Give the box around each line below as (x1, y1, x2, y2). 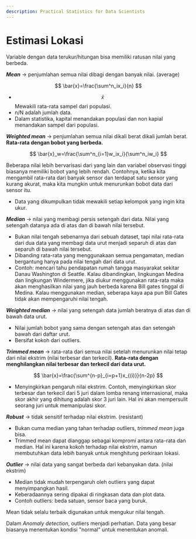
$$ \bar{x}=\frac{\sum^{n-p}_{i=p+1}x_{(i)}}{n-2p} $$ (33, 371, 163, 378)
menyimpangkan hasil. (14, 485, 69, 492)
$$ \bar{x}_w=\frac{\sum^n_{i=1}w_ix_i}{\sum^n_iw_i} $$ (29, 150, 167, 157)
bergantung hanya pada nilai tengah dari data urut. (14, 258, 137, 265)
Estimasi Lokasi (6, 33, 84, 47)
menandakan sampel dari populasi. (14, 121, 99, 128)
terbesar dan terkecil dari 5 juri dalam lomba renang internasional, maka (14, 389, 188, 396)
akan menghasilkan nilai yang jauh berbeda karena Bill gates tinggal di (14, 282, 184, 290)
